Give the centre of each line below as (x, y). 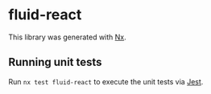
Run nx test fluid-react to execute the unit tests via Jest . (106, 81)
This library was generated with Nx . (67, 37)
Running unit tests (55, 62)
